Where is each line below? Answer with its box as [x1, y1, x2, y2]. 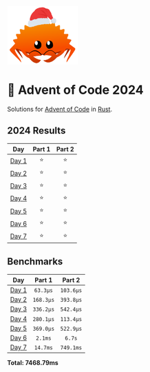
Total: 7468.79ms [7, 358, 58, 366]
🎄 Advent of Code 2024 [7, 82, 144, 98]
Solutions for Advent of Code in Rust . [7, 105, 112, 113]
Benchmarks [7, 256, 63, 267]
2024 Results [7, 125, 66, 136]
